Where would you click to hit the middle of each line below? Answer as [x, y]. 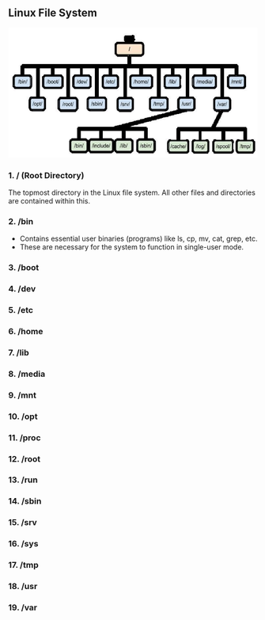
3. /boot [24, 268]
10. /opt [23, 417]
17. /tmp [23, 565]
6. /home [26, 332]
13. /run [23, 480]
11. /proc [25, 437]
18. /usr [23, 587]
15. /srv [23, 523]
